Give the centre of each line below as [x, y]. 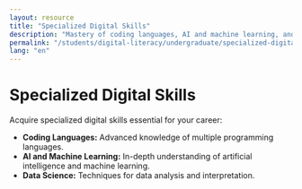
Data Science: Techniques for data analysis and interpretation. [138, 176]
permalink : [30, 43]
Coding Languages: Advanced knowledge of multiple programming [148, 137]
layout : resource [42, 17]
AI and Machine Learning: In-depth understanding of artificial [137, 157]
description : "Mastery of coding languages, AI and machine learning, [144, 34]
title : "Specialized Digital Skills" [80, 26]
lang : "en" [30, 51]
